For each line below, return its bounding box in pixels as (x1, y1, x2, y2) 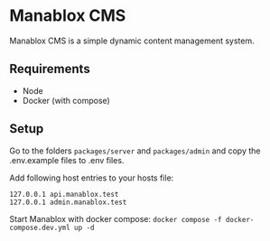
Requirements (9, 61, 90, 77)
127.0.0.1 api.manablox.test (9, 190, 119, 199)
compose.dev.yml (9, 223, 70, 232)
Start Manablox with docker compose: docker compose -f (9, 213, 222, 224)
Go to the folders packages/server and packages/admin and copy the (9, 145, 261, 156)
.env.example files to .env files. (9, 154, 125, 165)
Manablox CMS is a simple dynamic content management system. (9, 35, 255, 46)
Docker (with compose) (22, 95, 110, 106)
